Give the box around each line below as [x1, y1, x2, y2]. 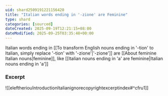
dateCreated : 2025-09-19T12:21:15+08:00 [5, 26, 92, 31]
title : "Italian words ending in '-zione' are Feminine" [5, 12, 128, 17]
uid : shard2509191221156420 [5, 7, 65, 13]
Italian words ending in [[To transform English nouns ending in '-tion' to [5, 45, 154, 51]
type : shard [5, 17, 30, 22]
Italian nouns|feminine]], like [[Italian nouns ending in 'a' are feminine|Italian [5, 56, 163, 61]
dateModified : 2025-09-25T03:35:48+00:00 [5, 31, 94, 36]
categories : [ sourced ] [5, 21, 53, 27]
